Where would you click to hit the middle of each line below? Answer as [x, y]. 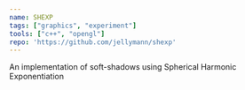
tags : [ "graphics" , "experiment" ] [73, 26]
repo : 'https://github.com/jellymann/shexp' [93, 42]
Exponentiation [37, 77]
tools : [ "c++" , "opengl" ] [57, 34]
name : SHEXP [31, 17]
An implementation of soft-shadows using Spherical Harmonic [123, 67]
